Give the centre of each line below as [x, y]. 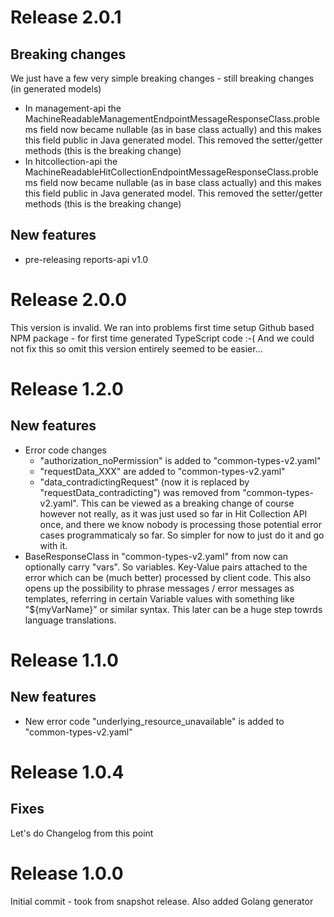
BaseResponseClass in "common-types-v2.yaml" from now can [156, 556]
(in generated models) [56, 89]
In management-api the [73, 108]
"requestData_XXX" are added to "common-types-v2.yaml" [162, 471]
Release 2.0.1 [66, 17]
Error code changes [65, 450]
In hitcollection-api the [71, 161]
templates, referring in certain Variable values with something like [159, 598]
